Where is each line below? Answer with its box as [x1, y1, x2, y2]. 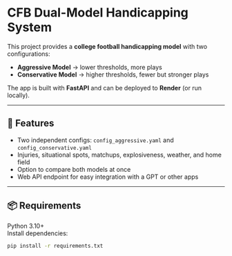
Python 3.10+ [7, 221, 45, 230]
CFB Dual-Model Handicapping [7, 5, 188, 21]
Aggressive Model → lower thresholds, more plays [17, 63, 162, 71]
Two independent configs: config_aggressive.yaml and [17, 136, 174, 144]
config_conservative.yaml [17, 144, 92, 151]
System [7, 19, 52, 35]
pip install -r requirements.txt [7, 242, 104, 249]
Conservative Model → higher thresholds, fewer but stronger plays [17, 70, 209, 79]
